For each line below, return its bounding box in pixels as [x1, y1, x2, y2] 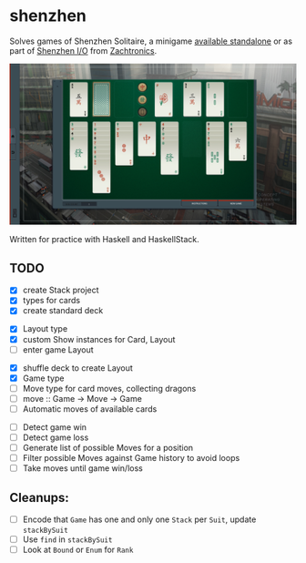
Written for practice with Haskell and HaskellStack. [9, 234, 200, 245]
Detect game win [22, 421, 87, 433]
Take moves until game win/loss [22, 463, 143, 474]
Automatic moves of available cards [22, 403, 158, 415]
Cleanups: [9, 489, 70, 506]
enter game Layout [22, 343, 94, 355]
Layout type [22, 323, 68, 334]
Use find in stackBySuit [22, 534, 113, 545]
